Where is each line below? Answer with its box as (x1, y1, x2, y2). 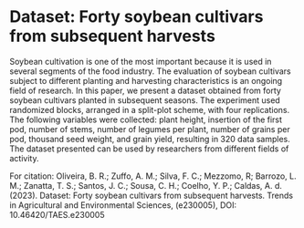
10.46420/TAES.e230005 (9, 209, 105, 220)
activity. (9, 152, 39, 163)
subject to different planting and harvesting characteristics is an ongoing (9, 75, 283, 86)
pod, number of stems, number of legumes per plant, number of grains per (9, 123, 290, 134)
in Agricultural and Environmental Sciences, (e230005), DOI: (9, 199, 237, 211)
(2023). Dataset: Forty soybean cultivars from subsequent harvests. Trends (9, 190, 294, 201)
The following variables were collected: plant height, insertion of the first (9, 114, 283, 125)
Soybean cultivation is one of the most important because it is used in (9, 56, 272, 67)
